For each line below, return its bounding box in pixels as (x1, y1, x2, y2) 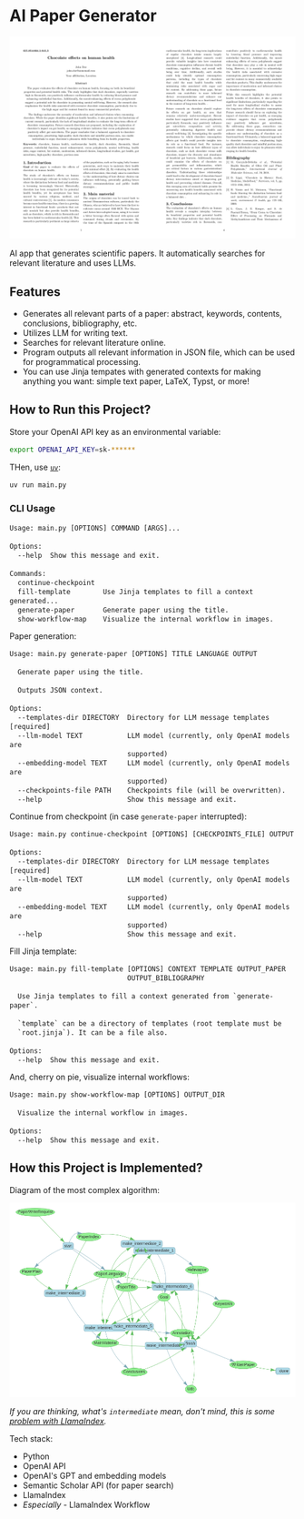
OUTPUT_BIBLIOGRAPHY (126, 973, 205, 983)
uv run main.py (9, 480, 67, 490)
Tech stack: (9, 1433, 53, 1444)
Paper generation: (9, 630, 77, 642)
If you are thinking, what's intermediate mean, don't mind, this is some (9, 1406, 275, 1417)
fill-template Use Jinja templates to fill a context (17, 587, 254, 596)
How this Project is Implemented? (9, 1160, 203, 1176)
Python (22, 1451, 50, 1462)
